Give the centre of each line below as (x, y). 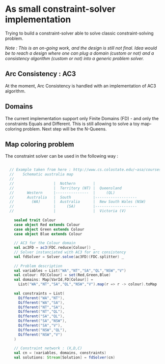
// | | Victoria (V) (68, 211)
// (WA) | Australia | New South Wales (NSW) (78, 202)
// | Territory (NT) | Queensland (66, 188)
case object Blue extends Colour (48, 234)
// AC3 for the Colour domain (45, 243)
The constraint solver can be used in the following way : (62, 156)
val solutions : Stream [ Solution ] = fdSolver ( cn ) (65, 358)
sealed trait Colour (35, 220)
